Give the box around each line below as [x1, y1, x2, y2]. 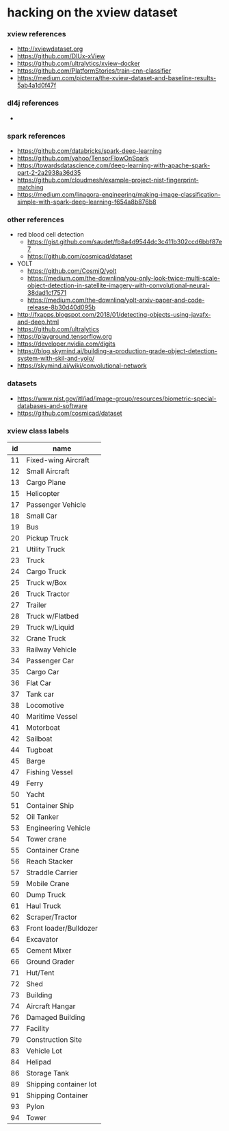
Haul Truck [26, 901, 62, 910]
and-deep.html [16, 318, 59, 326]
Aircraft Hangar [26, 1001, 76, 1011]
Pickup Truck [26, 533, 69, 543]
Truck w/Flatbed [26, 611, 79, 621]
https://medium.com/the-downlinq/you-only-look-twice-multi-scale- [27, 274, 221, 283]
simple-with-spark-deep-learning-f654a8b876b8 [16, 198, 157, 206]
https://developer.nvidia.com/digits [16, 340, 116, 348]
